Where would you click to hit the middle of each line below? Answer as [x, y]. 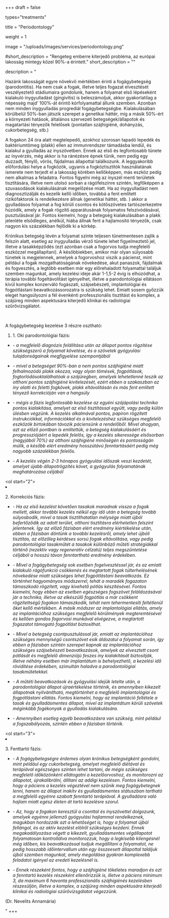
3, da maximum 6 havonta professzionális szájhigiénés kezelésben [82, 880]
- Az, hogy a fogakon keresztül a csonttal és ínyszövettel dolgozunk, [84, 811]
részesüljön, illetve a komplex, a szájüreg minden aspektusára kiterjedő [87, 886]
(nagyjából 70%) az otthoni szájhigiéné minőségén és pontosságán [83, 440]
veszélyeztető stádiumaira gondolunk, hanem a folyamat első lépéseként [81, 92]
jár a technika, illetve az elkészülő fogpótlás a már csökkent [75, 597]
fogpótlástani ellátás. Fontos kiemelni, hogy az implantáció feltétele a [85, 698]
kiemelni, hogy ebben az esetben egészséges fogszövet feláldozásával [87, 592]
